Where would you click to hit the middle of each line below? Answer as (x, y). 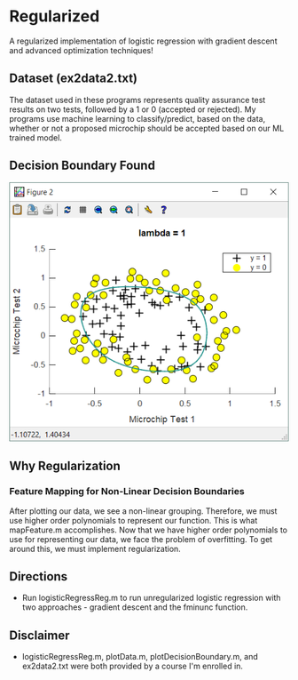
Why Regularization (65, 466)
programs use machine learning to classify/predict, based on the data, (137, 118)
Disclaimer (39, 635)
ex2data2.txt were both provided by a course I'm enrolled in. (133, 666)
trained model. (35, 137)
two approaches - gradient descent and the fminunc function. (135, 607)
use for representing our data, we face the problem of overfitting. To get (141, 539)
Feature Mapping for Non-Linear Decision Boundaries (127, 492)
